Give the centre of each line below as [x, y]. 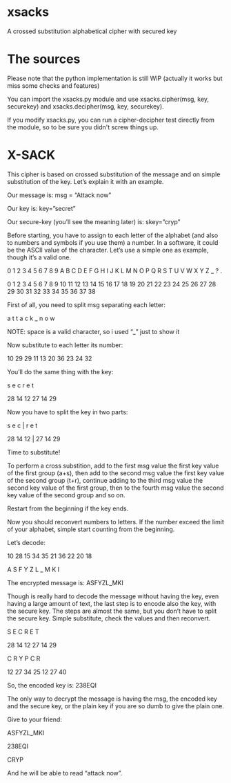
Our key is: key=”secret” [41, 208]
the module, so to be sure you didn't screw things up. [83, 127]
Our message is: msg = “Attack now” [59, 195]
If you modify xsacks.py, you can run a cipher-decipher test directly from [111, 120]
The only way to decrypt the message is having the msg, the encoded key [112, 699]
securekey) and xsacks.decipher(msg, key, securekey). [86, 106]
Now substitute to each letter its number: [65, 345]
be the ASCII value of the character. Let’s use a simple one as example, [108, 250]
